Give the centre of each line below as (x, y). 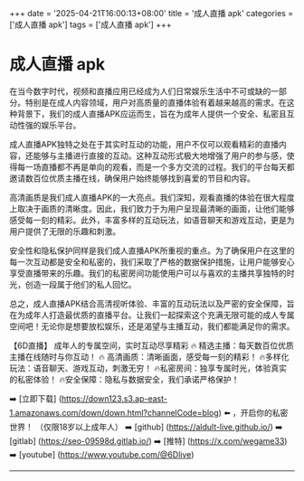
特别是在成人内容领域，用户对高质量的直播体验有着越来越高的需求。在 (156, 102)
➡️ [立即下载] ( (35, 398)
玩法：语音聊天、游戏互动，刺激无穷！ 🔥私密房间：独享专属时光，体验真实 (148, 368)
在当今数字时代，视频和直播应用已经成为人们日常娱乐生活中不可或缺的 (140, 91)
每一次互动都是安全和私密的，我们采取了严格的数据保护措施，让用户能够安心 (152, 261)
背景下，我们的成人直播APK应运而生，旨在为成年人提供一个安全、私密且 (152, 113)
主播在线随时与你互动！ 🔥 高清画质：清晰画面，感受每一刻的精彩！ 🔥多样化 (149, 356)
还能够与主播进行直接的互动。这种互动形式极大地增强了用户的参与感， (156, 156)
